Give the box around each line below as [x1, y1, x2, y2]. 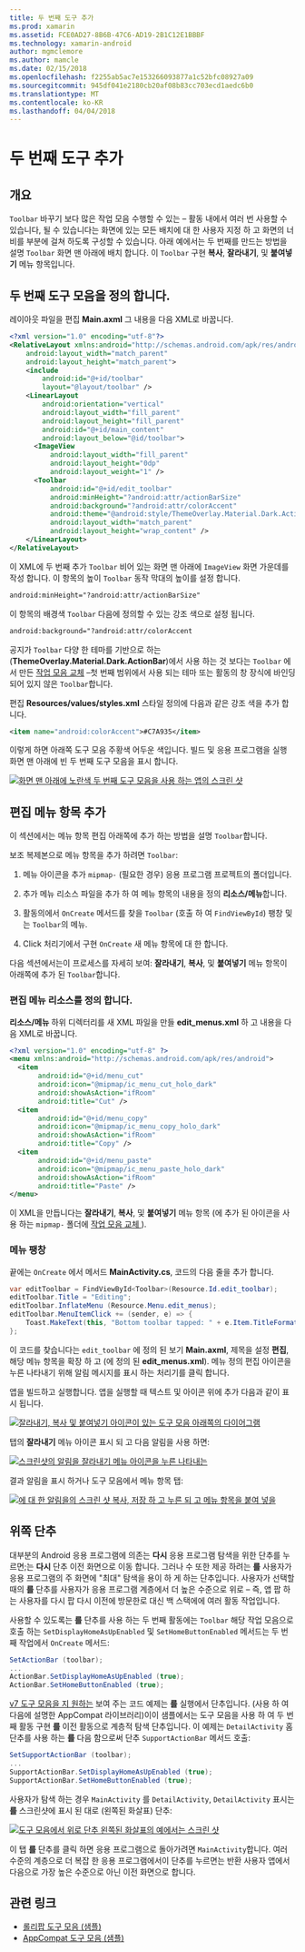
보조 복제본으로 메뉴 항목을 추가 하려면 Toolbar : [9, 850, 179, 861]
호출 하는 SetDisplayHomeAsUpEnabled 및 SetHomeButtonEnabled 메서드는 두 [9, 1625, 280, 1636]
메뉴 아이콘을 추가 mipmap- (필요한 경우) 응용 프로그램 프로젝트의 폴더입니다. [22, 869, 292, 880]
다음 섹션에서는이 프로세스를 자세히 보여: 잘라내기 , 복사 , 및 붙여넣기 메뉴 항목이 [9, 957, 288, 969]
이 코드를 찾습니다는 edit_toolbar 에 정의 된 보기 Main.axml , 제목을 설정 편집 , [9, 1344, 289, 1355]
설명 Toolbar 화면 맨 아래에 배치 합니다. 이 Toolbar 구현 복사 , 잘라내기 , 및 [9, 248, 269, 258]
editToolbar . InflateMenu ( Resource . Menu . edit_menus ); [9, 1301, 218, 1310]
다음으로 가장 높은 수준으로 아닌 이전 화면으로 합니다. [9, 1866, 196, 1877]
